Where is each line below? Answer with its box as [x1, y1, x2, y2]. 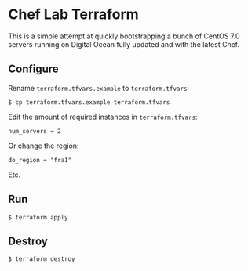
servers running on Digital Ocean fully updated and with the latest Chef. [8, 39, 240, 49]
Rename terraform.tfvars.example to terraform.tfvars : [8, 83, 190, 92]
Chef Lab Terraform [8, 5, 139, 23]
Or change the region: [8, 141, 79, 150]
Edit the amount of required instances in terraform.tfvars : [8, 112, 198, 121]
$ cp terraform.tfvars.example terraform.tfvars [8, 98, 170, 107]
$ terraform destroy [8, 255, 76, 263]
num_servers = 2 [8, 127, 61, 135]
